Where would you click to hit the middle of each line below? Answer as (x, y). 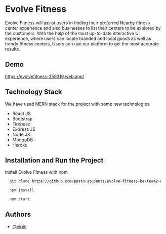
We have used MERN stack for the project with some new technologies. (78, 104)
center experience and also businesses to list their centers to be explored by (83, 28)
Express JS (24, 129)
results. (13, 49)
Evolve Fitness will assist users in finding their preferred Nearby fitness (78, 23)
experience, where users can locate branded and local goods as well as (78, 39)
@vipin (19, 226)
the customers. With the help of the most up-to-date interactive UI (72, 33)
